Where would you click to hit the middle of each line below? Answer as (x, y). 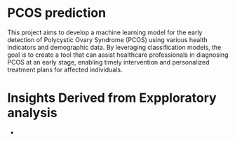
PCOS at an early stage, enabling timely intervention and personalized (108, 62)
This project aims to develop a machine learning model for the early (105, 32)
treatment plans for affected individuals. (65, 69)
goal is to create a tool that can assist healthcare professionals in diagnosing (118, 55)
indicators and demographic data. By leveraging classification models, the (114, 47)
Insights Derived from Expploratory (112, 98)
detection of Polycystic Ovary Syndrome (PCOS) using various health (107, 39)
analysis (32, 113)
